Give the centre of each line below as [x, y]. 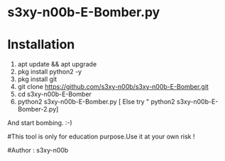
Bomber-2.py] [38, 109]
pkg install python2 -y [50, 72]
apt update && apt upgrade [57, 64]
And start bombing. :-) [40, 123]
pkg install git [37, 79]
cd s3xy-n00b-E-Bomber [55, 94]
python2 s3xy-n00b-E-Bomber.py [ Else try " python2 [96, 102]
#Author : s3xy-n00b [38, 150]
